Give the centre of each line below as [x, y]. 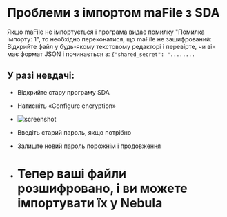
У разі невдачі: [41, 76]
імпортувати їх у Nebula [90, 203]
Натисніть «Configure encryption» [66, 106]
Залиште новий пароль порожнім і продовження [89, 146]
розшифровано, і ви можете [102, 188]
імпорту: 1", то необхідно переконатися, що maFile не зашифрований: [109, 39]
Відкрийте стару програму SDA [63, 92]
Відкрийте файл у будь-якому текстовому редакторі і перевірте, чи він [111, 46]
